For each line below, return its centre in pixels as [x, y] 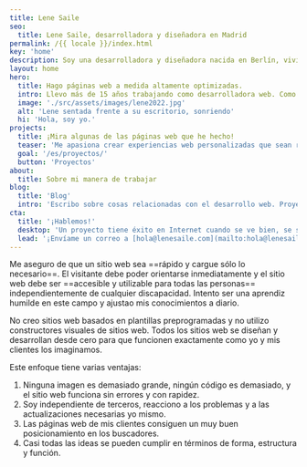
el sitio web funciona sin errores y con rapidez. [111, 395]
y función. [42, 453]
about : [22, 171]
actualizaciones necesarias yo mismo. [94, 414]
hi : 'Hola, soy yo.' [57, 119]
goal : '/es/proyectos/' [63, 153]
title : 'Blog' [44, 196]
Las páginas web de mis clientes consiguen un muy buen [131, 424]
